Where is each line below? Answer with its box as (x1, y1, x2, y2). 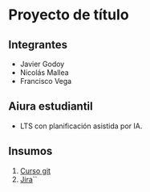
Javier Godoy (19, 59, 65, 69)
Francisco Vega (19, 77, 72, 86)
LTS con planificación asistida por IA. (19, 121, 143, 131)
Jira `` (19, 174, 38, 184)
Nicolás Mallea (19, 68, 70, 77)
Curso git (19, 165, 51, 175)
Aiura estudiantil (8, 99, 94, 114)
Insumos (8, 144, 53, 158)
